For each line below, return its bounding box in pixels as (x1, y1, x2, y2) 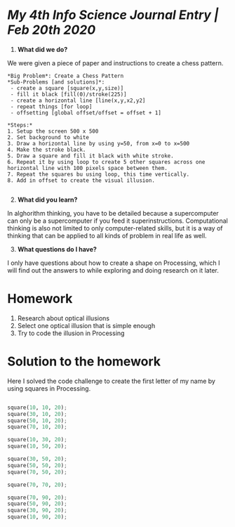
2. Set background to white (7, 134, 90, 141)
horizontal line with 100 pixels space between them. (7, 164, 168, 171)
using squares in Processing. (7, 384, 91, 393)
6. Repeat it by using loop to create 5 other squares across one (7, 158, 206, 165)
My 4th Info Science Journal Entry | (7, 7, 219, 23)
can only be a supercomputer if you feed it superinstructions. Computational (7, 216, 228, 225)
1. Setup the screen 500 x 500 (7, 127, 99, 135)
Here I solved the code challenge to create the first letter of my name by (7, 377, 216, 385)
